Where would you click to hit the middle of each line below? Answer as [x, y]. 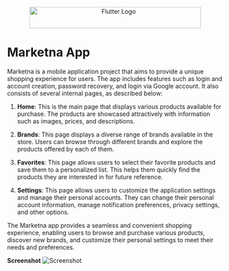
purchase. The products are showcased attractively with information [113, 114]
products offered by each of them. [65, 149]
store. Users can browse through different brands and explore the [110, 141]
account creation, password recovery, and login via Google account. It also [113, 86]
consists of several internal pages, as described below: [85, 93]
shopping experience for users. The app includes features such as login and [115, 78]
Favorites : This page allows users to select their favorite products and [116, 162]
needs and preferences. [41, 247]
